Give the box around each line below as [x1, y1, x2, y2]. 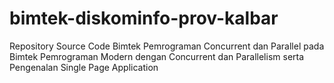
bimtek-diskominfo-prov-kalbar [9, 7, 279, 30]
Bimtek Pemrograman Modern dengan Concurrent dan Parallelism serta [9, 50, 305, 62]
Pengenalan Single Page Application [9, 61, 159, 73]
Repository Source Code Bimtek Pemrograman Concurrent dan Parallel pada [9, 40, 325, 52]
